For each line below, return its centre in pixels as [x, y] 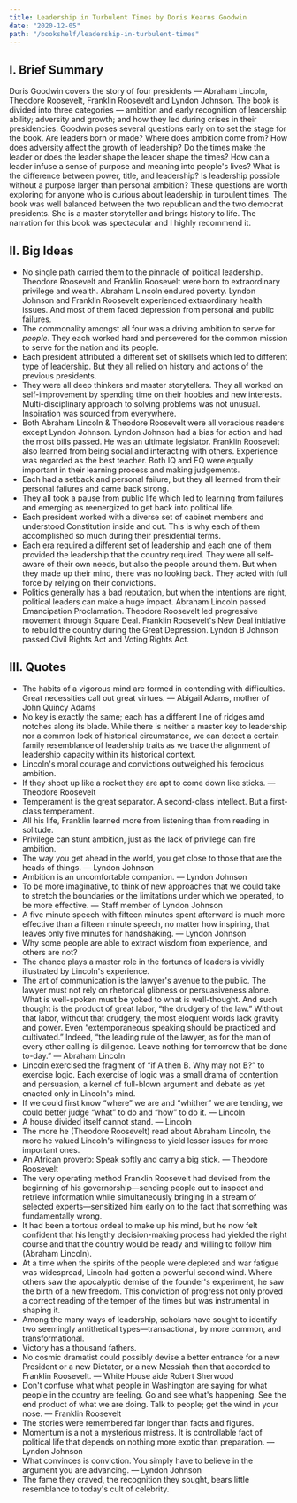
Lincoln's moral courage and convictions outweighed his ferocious [143, 764]
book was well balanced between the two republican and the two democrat [146, 204]
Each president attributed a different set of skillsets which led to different [155, 357]
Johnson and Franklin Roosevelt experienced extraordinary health [142, 300]
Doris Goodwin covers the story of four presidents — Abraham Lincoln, [138, 91]
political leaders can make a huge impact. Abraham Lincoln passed [144, 602]
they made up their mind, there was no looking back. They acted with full [155, 573]
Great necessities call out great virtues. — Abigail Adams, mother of [145, 697]
